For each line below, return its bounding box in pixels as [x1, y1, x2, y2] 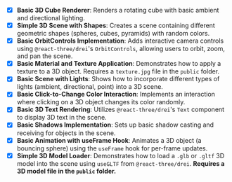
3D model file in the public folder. [16, 167, 117, 175]
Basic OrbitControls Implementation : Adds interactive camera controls [16, 36, 224, 45]
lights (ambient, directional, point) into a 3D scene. [16, 83, 163, 91]
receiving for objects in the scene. [16, 129, 116, 137]
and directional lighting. [16, 14, 85, 22]
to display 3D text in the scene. [16, 113, 107, 122]
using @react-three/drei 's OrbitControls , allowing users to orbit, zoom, [16, 45, 226, 53]
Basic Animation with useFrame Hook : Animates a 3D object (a [16, 136, 202, 144]
